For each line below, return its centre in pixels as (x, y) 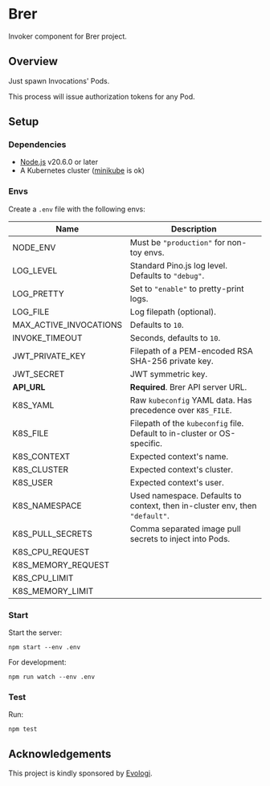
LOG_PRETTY (38, 293)
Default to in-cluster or (173, 433)
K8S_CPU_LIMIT (43, 578)
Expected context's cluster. (182, 469)
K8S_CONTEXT (41, 456)
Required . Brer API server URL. (188, 387)
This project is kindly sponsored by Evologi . (80, 773)
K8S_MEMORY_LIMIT (53, 591)
